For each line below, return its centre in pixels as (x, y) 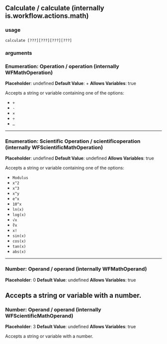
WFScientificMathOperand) (39, 316)
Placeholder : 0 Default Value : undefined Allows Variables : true (71, 280)
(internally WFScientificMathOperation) (54, 147)
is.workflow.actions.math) (47, 16)
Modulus (20, 178)
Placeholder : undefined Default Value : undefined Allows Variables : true (80, 158)
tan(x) (19, 247)
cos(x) (19, 241)
